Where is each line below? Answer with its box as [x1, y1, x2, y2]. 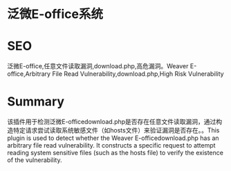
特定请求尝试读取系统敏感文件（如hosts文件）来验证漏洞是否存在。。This [12, 126, 220, 134]
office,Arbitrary [7, 70, 50, 78]
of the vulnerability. [7, 156, 62, 164]
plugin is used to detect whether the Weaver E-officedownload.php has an [7, 134, 219, 142]
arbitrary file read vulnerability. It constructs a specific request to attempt [7, 141, 216, 150]
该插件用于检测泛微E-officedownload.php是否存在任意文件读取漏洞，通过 [7, 118, 216, 126]
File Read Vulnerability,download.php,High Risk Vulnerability [51, 70, 224, 78]
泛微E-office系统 [7, 6, 104, 22]
